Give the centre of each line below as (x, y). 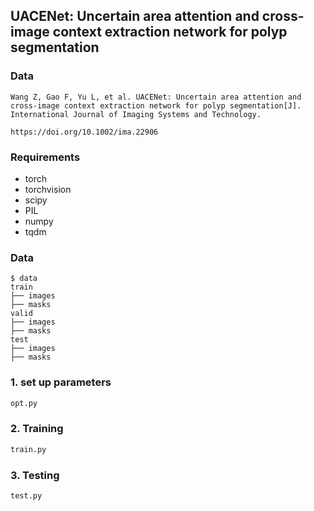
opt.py (24, 403)
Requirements (45, 157)
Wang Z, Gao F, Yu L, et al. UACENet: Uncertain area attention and (156, 97)
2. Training (37, 429)
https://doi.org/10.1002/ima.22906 (84, 132)
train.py (28, 449)
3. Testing (35, 475)
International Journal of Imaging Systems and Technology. (136, 114)
